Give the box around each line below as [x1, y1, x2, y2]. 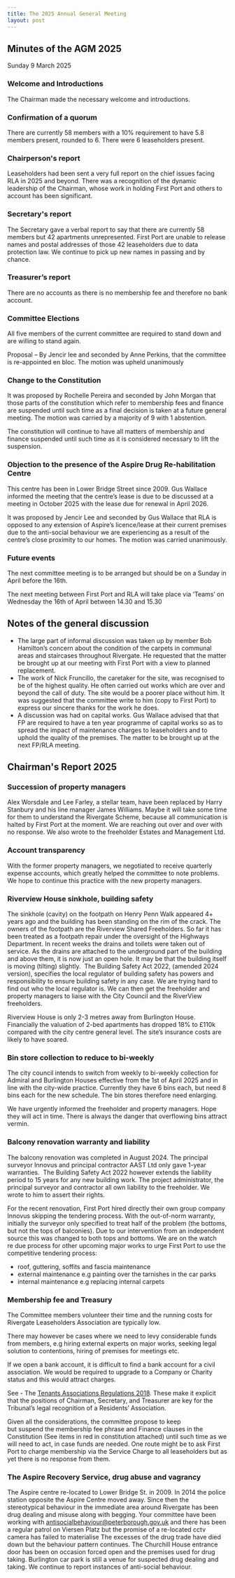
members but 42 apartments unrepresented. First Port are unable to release [7, 232, 226, 241]
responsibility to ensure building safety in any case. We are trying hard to [7, 977, 218, 986]
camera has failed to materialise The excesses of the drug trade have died [7, 1533, 222, 1541]
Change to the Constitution [7, 376, 101, 385]
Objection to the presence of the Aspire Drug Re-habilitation [7, 460, 215, 470]
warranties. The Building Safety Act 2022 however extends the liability [7, 1168, 212, 1176]
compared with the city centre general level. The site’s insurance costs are [7, 1028, 222, 1036]
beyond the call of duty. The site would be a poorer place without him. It [17, 689, 225, 697]
